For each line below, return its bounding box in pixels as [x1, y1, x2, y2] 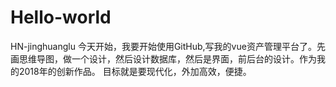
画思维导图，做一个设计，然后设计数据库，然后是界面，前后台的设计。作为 [10, 52, 317, 65]
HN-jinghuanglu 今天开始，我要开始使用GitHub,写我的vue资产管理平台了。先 [10, 40, 326, 52]
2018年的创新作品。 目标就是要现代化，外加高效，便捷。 [18, 65, 252, 77]
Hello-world [10, 6, 112, 29]
